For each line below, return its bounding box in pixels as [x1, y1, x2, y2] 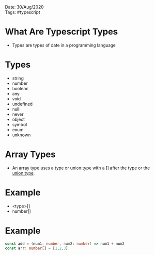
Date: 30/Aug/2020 [5, 4, 44, 10]
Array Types [5, 149, 56, 160]
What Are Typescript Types [5, 26, 118, 37]
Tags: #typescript [5, 9, 40, 15]
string [12, 75, 24, 81]
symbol [12, 121, 27, 127]
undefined [12, 101, 33, 107]
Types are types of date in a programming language [12, 42, 116, 48]
